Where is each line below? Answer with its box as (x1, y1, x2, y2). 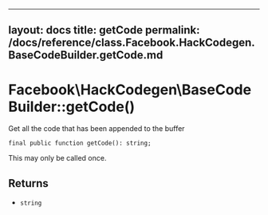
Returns (8, 177, 49, 190)
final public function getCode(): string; (8, 139, 152, 148)
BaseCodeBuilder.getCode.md (8, 49, 164, 62)
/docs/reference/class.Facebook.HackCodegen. (8, 36, 255, 50)
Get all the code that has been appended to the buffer (8, 124, 185, 133)
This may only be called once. (8, 153, 107, 163)
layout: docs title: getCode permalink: (8, 23, 200, 37)
